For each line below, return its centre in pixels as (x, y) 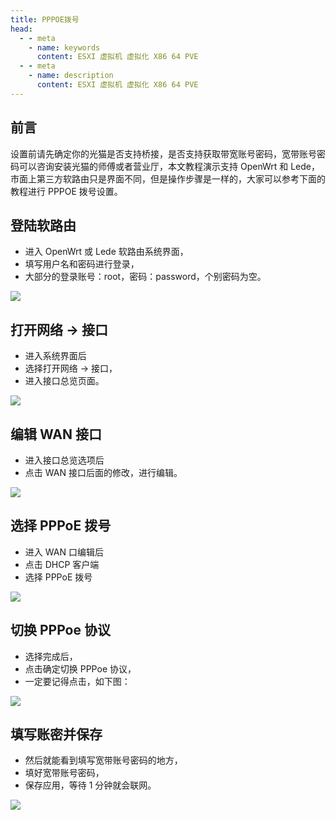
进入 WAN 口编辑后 (64, 552)
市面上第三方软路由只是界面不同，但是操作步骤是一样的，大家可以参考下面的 (168, 178)
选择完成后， (51, 656)
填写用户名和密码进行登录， (82, 264)
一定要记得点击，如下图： (77, 681)
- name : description (71, 76)
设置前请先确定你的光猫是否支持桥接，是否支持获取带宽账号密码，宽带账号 (163, 153)
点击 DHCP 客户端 (62, 564)
